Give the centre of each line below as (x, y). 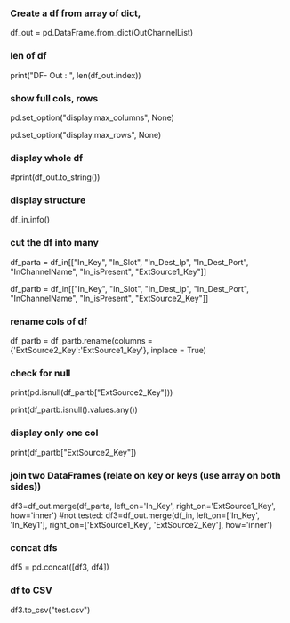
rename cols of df (49, 321)
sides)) (26, 486)
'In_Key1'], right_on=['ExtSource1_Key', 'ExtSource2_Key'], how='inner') (141, 524)
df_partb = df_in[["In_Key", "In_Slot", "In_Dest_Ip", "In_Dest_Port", (130, 288)
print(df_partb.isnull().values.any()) (74, 410)
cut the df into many (54, 243)
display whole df (47, 158)
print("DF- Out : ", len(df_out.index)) (76, 75)
